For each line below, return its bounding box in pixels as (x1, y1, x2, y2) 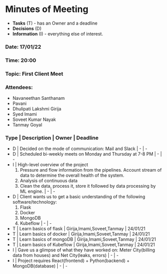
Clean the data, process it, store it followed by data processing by (20, 183, 156, 189)
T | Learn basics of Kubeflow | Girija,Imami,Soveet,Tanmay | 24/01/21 (12, 242, 155, 248)
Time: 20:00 (5, 57, 37, 64)
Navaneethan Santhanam (12, 95, 65, 101)
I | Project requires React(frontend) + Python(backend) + (12, 257, 130, 264)
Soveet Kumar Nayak (12, 116, 56, 122)
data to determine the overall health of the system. (20, 172, 124, 179)
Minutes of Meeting (5, 4, 89, 15)
